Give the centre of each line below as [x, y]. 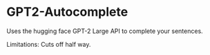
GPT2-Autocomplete [67, 12]
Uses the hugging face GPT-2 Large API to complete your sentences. [105, 31]
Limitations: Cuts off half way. [49, 44]
